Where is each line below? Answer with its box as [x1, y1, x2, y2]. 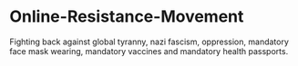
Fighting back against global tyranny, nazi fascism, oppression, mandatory [9, 36, 290, 47]
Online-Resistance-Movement [9, 6, 244, 27]
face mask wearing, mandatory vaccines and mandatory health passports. [9, 45, 289, 56]
